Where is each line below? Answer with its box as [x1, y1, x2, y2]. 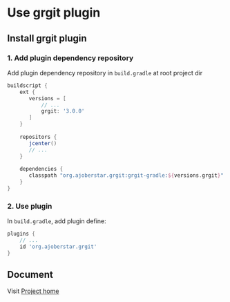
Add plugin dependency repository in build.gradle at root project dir [7, 68, 202, 77]
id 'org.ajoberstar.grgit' [19, 243, 97, 250]
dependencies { [19, 166, 64, 173]
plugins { [7, 230, 36, 238]
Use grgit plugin [7, 5, 101, 21]
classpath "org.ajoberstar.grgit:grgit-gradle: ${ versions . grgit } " [28, 172, 224, 179]
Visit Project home [7, 287, 59, 295]
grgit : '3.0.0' [41, 108, 85, 115]
